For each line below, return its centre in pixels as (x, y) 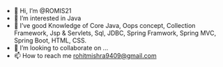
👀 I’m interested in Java (47, 18)
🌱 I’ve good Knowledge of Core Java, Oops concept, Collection (105, 25)
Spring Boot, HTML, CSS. (50, 40)
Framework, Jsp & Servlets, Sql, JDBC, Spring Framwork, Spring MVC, (115, 33)
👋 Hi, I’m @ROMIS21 (43, 11)
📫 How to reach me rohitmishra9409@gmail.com (85, 55)
